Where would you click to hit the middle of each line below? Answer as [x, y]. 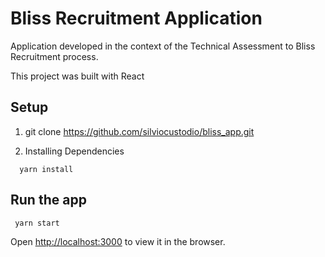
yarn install [46, 169]
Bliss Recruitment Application [136, 18]
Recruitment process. [54, 56]
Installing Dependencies [74, 151]
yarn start [37, 223]
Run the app [48, 200]
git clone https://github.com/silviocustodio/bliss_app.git [139, 131]
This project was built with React [77, 76]
